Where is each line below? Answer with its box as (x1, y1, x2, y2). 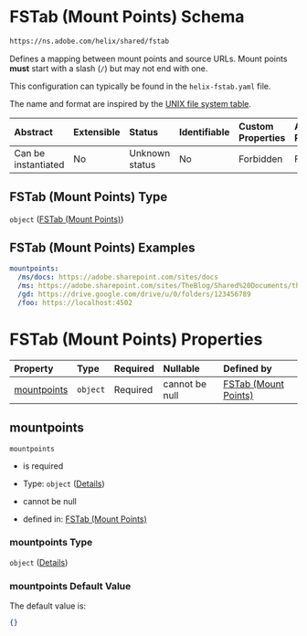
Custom (238, 120, 274, 132)
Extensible (72, 125, 121, 138)
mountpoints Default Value (9, 579, 132, 592)
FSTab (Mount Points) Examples (9, 240, 196, 256)
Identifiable (178, 125, 230, 138)
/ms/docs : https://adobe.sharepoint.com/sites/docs (17, 272, 219, 282)
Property (14, 362, 54, 375)
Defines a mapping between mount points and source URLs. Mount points (9, 53, 288, 64)
